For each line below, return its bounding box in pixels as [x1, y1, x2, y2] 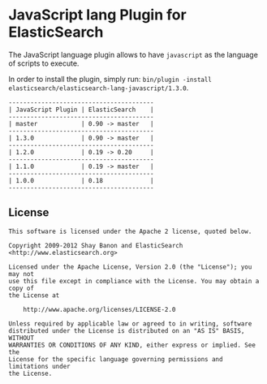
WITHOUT [8, 334, 35, 342]
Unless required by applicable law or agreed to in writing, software [8, 319, 252, 328]
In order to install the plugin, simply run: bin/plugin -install [8, 74, 213, 84]
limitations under [8, 362, 71, 370]
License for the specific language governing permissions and [8, 355, 223, 363]
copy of [8, 284, 35, 292]
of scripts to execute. [8, 58, 80, 68]
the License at [8, 291, 60, 300]
